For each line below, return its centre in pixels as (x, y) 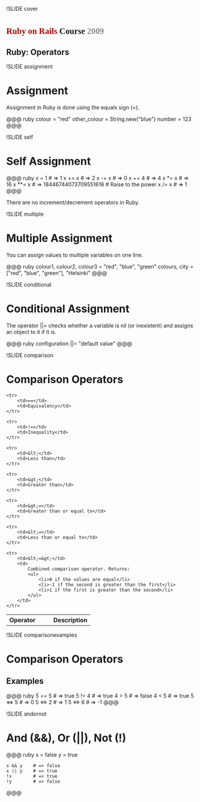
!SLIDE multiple (25, 214)
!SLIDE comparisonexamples (42, 635)
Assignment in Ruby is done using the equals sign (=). (73, 107)
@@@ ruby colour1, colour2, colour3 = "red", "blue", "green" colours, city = (100, 266)
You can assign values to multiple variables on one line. (75, 255)
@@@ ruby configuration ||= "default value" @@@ (69, 343)
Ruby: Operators (38, 52)
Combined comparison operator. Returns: (79, 569)
